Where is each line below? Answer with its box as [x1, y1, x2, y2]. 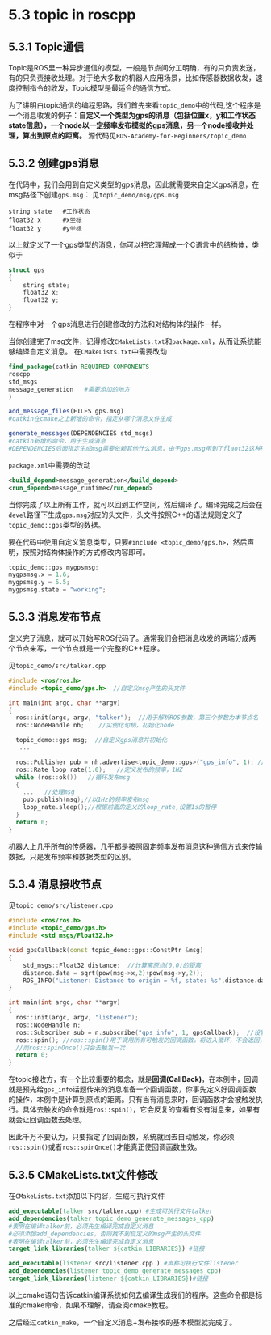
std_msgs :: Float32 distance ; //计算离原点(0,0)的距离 [23, 961, 202, 969]
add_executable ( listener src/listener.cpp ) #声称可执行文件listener [8, 1260, 239, 1268]
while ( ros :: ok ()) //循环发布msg [15, 773, 131, 782]
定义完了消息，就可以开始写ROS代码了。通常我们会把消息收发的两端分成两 [8, 633, 256, 642]
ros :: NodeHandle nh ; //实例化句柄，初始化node [15, 722, 175, 730]
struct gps [8, 265, 45, 274]
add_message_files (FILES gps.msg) [8, 407, 125, 416]
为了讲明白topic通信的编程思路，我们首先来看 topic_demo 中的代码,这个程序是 [8, 100, 261, 110]
